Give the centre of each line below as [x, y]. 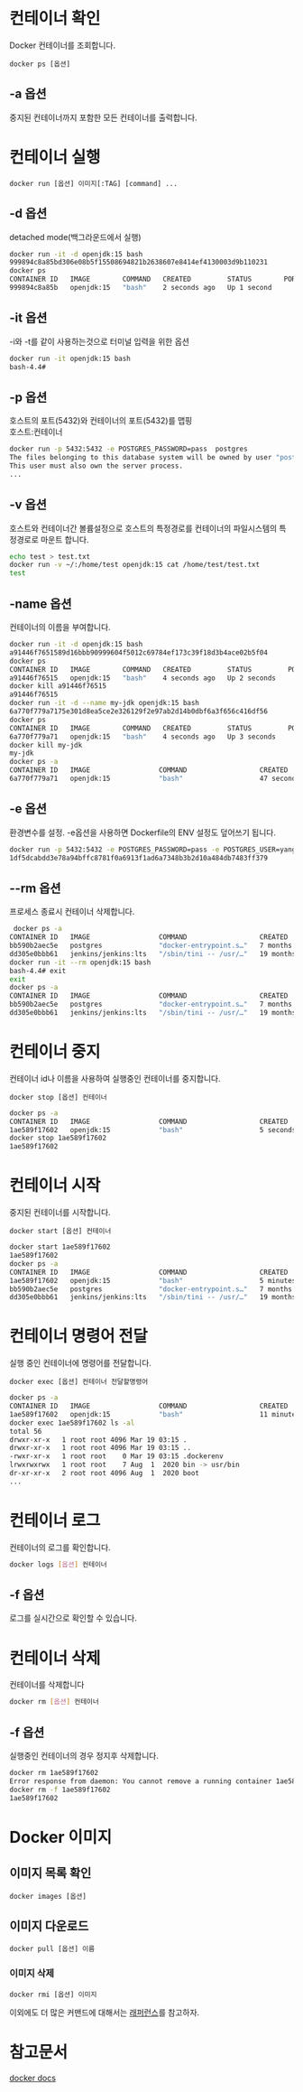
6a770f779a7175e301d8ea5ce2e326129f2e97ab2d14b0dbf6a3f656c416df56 [139, 711]
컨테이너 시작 [55, 1186]
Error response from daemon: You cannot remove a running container [141, 1781]
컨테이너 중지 [55, 1052]
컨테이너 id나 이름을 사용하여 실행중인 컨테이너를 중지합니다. [115, 1078]
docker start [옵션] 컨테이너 [60, 1232]
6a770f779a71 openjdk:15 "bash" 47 [139, 778]
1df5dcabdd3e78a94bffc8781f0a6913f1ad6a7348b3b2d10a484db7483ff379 [139, 858]
